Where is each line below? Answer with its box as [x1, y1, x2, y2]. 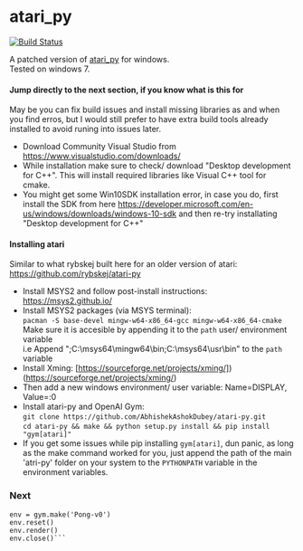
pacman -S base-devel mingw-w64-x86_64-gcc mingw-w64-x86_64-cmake [22, 317, 282, 326]
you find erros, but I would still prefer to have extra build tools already [9, 114, 269, 125]
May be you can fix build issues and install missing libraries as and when [9, 104, 280, 115]
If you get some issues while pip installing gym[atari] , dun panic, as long [22, 438, 294, 449]
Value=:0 [22, 392, 57, 403]
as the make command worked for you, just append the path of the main [22, 448, 292, 459]
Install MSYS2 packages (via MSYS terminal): [22, 305, 192, 316]
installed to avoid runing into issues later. [9, 124, 162, 135]
